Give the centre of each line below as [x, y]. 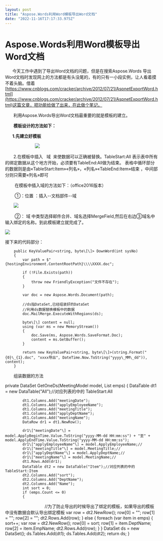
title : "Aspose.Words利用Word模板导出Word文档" [51, 14]
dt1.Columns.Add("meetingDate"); [56, 401]
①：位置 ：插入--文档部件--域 [45, 196]
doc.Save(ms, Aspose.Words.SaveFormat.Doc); [77, 336]
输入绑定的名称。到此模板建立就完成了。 [45, 223]
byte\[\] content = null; [49, 323]
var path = [34, 260]
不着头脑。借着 [20, 83]
